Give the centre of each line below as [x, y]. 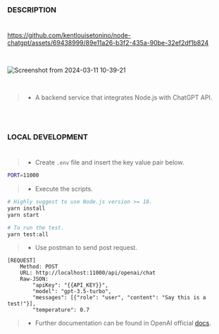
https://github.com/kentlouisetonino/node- [69, 35]
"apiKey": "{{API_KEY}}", [71, 285]
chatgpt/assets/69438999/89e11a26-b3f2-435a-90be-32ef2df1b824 [108, 43]
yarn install [26, 208]
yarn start [23, 215]
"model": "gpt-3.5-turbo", [72, 292]
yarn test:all [28, 234]
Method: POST [39, 267]
